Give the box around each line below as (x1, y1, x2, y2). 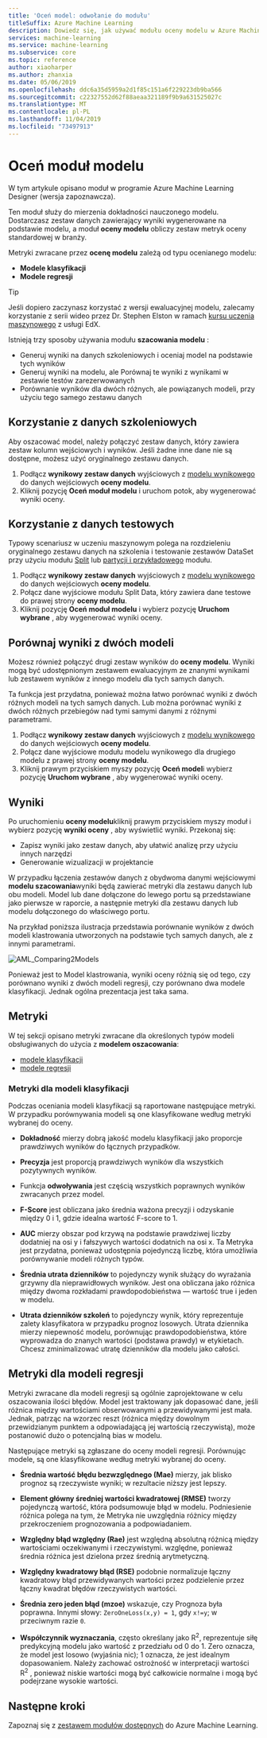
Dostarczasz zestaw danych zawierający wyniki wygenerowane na (8, 216, 226, 225)
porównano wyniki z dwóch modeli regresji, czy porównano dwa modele (8, 978, 246, 987)
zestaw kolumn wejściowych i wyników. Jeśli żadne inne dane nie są (8, 445, 233, 454)
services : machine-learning (8, 33, 102, 42)
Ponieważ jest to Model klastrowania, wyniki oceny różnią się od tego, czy (8, 970, 251, 979)
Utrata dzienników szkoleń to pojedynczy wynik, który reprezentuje (19, 1310, 244, 1320)
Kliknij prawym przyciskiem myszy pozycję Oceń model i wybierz (19, 764, 233, 774)
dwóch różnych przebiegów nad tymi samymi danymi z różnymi (8, 706, 217, 716)
